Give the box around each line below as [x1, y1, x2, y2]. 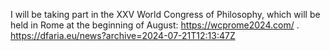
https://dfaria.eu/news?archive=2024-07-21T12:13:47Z [10, 30, 236, 41]
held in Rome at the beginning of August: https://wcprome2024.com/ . [10, 19, 300, 31]
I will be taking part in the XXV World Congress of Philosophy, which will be [10, 9, 321, 20]
